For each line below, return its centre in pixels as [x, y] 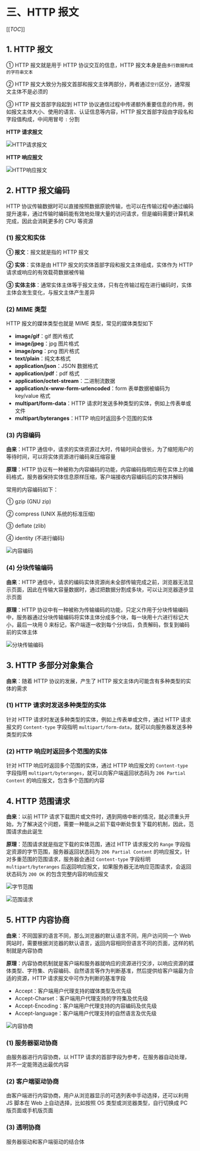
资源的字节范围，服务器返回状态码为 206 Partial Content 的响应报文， [98, 851]
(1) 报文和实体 [26, 238]
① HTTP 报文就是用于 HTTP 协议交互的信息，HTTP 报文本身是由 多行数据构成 [100, 65]
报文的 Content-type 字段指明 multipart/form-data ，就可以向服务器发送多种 [99, 727]
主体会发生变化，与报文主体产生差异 [51, 292]
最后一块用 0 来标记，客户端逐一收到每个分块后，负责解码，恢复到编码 [103, 624]
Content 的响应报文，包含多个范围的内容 [56, 781]
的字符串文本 [20, 72]
